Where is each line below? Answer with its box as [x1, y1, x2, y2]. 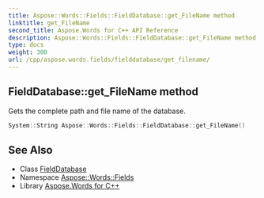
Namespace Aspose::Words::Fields [19, 173, 134, 182]
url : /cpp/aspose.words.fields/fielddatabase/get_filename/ [8, 56, 211, 64]
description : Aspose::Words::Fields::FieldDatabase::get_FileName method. [8, 33, 260, 42]
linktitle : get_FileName [8, 19, 90, 27]
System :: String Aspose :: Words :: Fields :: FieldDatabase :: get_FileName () [8, 121, 246, 129]
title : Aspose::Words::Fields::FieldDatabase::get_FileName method [8, 11, 236, 20]
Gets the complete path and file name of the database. [8, 106, 186, 116]
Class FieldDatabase [19, 164, 87, 174]
